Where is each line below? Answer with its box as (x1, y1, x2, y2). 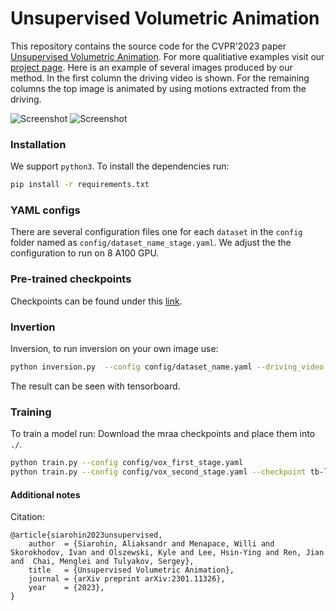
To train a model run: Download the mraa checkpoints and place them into (10, 428, 316, 440)
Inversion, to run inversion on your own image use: (10, 343, 219, 354)
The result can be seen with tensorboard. (10, 380, 181, 392)
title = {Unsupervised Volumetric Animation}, (28, 565, 235, 576)
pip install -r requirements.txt (10, 180, 150, 190)
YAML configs (10, 203, 81, 217)
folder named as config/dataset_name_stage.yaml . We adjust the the (10, 237, 292, 249)
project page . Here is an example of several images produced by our (10, 61, 293, 73)
